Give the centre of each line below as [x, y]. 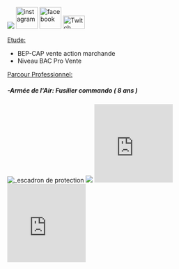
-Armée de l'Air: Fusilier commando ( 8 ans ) [72, 90]
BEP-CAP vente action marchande [66, 53]
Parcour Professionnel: [40, 74]
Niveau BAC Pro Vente [49, 61]
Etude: [17, 40]
